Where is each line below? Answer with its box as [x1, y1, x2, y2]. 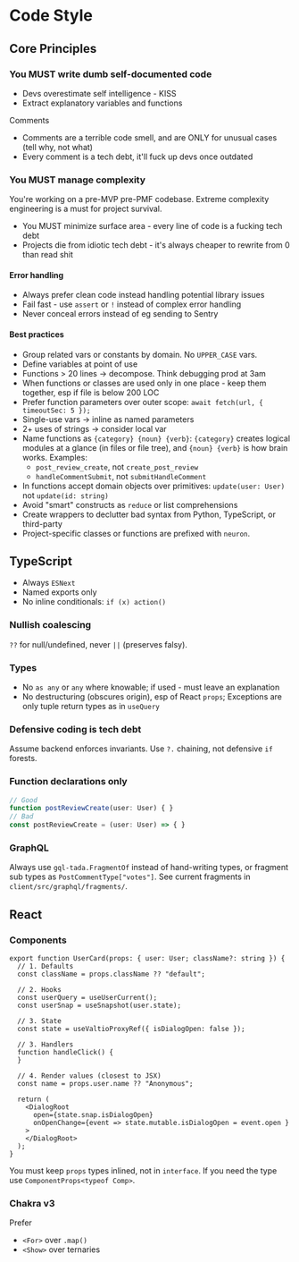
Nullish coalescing [9, 619, 92, 631]
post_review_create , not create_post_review [35, 462, 199, 472]
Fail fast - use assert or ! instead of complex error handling [21, 299, 242, 309]
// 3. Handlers [17, 1040, 74, 1049]
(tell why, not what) [21, 141, 94, 152]
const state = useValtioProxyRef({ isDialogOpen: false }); [17, 1025, 245, 1034]
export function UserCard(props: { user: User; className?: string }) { [9, 954, 286, 963]
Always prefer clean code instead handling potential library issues [21, 290, 265, 301]
